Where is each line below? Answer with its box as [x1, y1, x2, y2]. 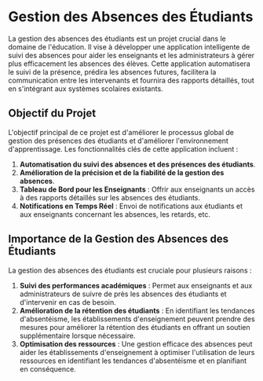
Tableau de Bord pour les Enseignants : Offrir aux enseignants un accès [19, 185, 255, 194]
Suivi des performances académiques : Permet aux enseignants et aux [19, 280, 253, 290]
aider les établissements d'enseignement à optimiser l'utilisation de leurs [19, 347, 255, 357]
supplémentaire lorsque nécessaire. [19, 331, 136, 340]
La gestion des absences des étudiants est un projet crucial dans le [8, 34, 226, 43]
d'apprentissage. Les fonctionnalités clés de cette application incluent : [8, 144, 239, 153]
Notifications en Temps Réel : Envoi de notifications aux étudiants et [19, 201, 243, 211]
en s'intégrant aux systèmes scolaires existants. [8, 83, 163, 93]
